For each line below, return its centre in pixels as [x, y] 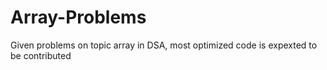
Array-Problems [78, 17]
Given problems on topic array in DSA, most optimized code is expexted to [164, 45]
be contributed [41, 55]
